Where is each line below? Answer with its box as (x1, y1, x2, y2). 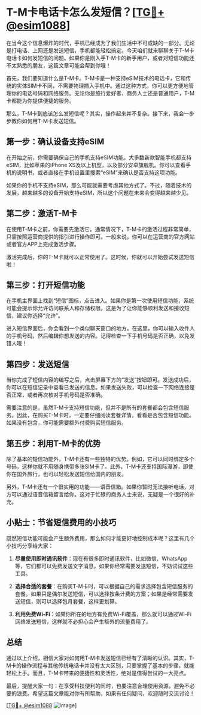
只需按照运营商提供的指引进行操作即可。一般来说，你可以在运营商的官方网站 (6, 233, 195, 240)
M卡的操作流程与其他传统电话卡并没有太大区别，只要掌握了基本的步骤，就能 (6, 662, 194, 669)
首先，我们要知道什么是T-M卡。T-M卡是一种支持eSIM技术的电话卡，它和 (6, 75, 186, 82)
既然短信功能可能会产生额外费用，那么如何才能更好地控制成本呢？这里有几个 (6, 534, 195, 541)
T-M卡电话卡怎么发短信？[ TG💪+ (6, 5, 165, 19)
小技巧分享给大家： (6, 542, 54, 549)
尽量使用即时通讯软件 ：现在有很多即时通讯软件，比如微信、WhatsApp (14, 555, 188, 562)
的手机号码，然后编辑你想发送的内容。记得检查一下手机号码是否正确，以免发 (6, 332, 195, 339)
